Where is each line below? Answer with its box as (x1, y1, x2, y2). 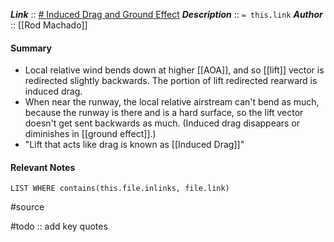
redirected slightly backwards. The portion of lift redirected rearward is (24, 75, 318, 87)
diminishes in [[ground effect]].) (24, 128, 157, 140)
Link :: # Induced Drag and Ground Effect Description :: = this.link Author (10, 9, 323, 20)
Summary (10, 42, 52, 54)
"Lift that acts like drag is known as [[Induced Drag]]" (24, 139, 245, 151)
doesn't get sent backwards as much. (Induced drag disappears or (24, 117, 301, 129)
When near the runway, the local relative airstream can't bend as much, (24, 96, 320, 108)
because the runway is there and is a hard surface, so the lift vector (24, 107, 304, 119)
